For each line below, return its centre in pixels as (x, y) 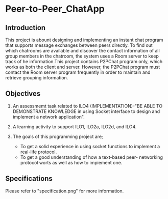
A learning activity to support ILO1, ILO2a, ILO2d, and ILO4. (75, 126)
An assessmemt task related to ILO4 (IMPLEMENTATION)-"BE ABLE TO (88, 106)
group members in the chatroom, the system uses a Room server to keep (82, 56)
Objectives (23, 94)
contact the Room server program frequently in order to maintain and (78, 72)
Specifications (29, 179)
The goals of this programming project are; (58, 136)
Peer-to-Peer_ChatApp (55, 9)
